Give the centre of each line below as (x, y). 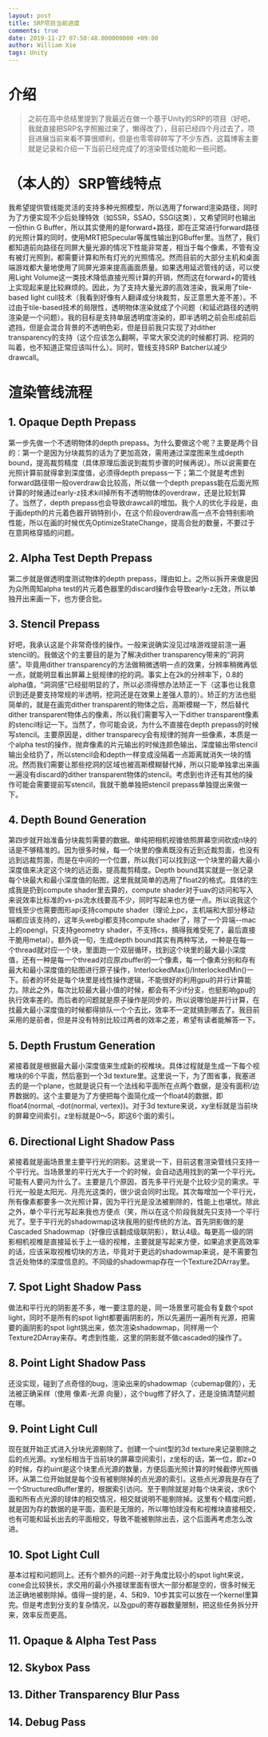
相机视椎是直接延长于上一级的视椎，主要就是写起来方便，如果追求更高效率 (137, 1241)
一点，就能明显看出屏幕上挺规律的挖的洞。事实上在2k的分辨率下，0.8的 (126, 674)
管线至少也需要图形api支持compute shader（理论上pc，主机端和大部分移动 (132, 910)
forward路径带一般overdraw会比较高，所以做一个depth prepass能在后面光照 (134, 482)
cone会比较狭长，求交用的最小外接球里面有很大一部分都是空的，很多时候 (128, 1585)
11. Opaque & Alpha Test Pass (83, 1641)
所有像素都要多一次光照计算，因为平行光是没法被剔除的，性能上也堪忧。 (127, 1201)
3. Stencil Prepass (54, 624)
